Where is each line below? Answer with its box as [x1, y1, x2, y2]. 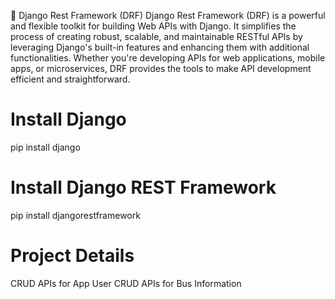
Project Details [10, 245, 135, 267]
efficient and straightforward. [10, 73, 131, 85]
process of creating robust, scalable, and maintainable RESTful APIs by [10, 31, 303, 42]
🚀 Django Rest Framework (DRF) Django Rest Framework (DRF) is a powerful [10, 10, 326, 21]
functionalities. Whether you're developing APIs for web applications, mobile [10, 52, 326, 64]
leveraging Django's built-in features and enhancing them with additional [10, 41, 310, 53]
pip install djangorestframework [10, 209, 141, 221]
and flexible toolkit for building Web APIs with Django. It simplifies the [10, 20, 297, 32]
